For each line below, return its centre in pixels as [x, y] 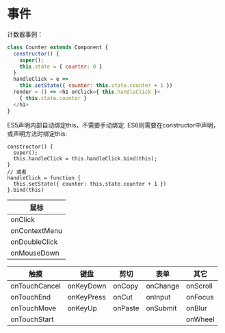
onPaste [126, 308]
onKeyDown [87, 286]
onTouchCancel [36, 286]
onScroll [199, 286]
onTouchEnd [31, 297]
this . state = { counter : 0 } [61, 66]
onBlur [196, 308]
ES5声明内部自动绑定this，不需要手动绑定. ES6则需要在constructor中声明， [113, 125]
